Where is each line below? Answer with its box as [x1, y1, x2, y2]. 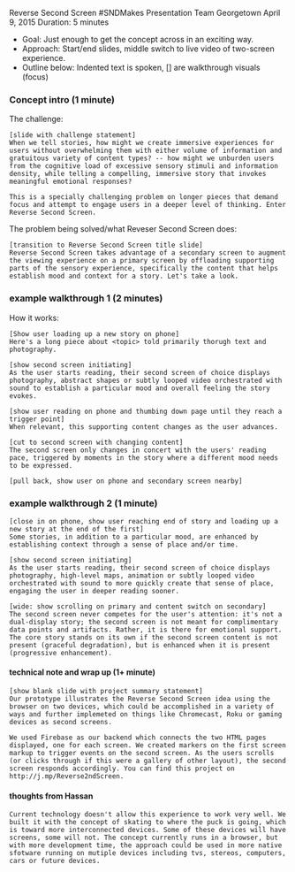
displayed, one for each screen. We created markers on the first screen [9, 741, 287, 750]
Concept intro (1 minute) [9, 93, 116, 105]
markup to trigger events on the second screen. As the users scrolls [9, 749, 275, 758]
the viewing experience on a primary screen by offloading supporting [9, 256, 275, 265]
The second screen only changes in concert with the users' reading [9, 446, 267, 455]
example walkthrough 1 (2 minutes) [9, 292, 163, 304]
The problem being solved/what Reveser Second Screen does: [9, 224, 238, 234]
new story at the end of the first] [9, 524, 144, 533]
